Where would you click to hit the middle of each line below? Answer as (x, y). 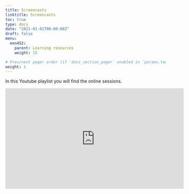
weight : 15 (26, 53)
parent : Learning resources (44, 48)
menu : (11, 39)
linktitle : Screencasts (31, 15)
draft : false (19, 34)
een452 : (18, 43)
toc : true (16, 19)
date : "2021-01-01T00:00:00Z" (37, 29)
